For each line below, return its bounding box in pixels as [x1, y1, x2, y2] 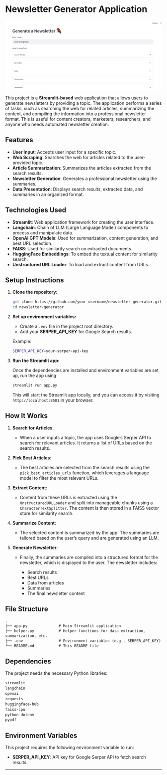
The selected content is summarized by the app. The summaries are [19, 530, 160, 536]
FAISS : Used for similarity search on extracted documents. [12, 245, 133, 251]
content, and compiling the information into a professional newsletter [5, 111, 147, 117]
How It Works [5, 411, 48, 420]
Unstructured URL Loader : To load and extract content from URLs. [12, 261, 150, 267]
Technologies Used [5, 206, 66, 214]
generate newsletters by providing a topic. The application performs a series [5, 100, 162, 106]
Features [5, 136, 33, 144]
